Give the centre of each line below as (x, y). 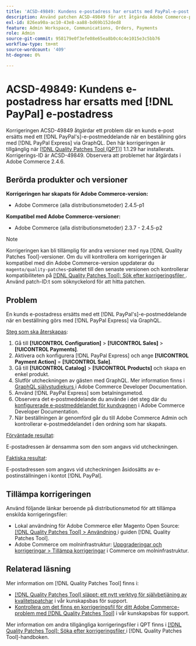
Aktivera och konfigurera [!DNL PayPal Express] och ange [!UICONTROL (101, 356)
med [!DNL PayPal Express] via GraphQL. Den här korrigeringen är (86, 143)
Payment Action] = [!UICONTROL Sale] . (63, 362)
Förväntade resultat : (30, 435)
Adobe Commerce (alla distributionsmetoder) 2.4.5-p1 (79, 205)
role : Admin (20, 33)
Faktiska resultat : (27, 458)
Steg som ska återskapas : (37, 332)
